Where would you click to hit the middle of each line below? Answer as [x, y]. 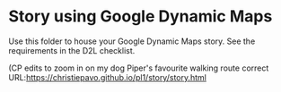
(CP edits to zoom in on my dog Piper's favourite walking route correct [139, 68]
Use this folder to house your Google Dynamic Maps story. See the [132, 41]
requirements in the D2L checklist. [72, 50]
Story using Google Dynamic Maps [140, 17]
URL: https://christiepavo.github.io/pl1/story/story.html [108, 77]
